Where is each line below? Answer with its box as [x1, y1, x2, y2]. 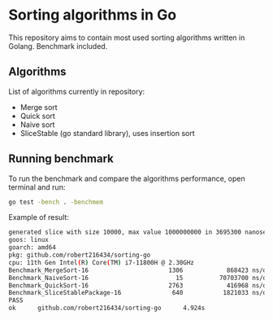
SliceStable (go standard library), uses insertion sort [19, 128, 195, 138]
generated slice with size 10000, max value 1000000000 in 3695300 [8, 228, 242, 237]
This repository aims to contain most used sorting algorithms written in [8, 33, 245, 42]
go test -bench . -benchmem [8, 198, 104, 206]
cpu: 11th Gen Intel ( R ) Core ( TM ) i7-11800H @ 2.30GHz [8, 258, 195, 266]
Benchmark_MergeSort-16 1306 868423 [8, 266, 249, 274]
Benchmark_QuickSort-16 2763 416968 [8, 281, 249, 290]
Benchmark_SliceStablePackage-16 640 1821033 [8, 289, 249, 297]
